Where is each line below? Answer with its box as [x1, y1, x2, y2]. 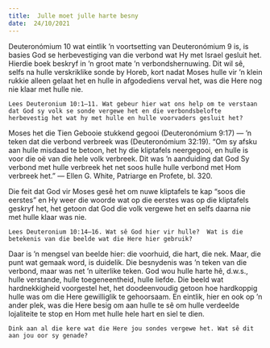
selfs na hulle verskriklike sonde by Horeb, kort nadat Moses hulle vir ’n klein [8, 67, 263, 77]
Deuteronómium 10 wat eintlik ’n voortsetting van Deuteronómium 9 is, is [8, 41, 249, 51]
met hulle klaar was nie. [8, 212, 87, 222]
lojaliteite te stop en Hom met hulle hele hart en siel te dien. [8, 309, 206, 318]
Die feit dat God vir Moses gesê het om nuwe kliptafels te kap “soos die [8, 186, 246, 196]
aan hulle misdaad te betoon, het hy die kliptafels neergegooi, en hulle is [8, 145, 248, 155]
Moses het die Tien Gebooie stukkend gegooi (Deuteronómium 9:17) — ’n [8, 128, 252, 138]
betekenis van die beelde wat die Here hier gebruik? [8, 234, 193, 242]
